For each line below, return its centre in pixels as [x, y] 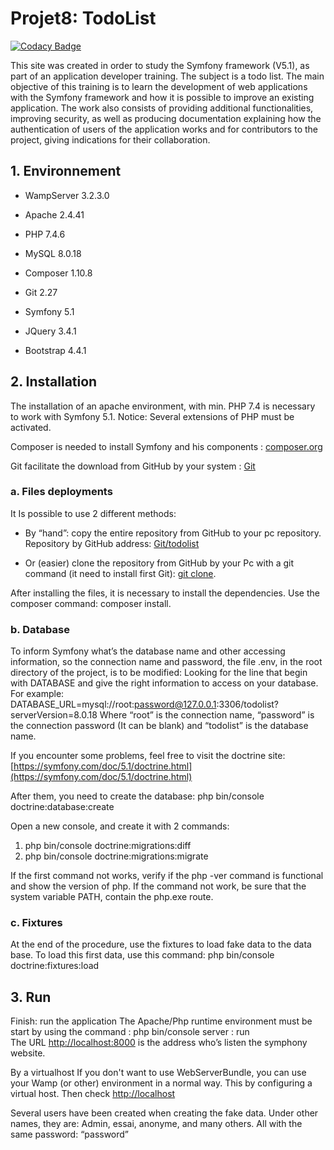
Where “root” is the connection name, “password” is [207, 715]
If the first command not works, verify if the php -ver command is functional [167, 876]
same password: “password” [70, 1134]
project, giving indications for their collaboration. [110, 139]
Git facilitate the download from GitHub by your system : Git [133, 466]
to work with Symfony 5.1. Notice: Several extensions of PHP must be [152, 416]
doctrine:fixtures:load [55, 966]
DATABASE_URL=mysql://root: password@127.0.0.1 [113, 704]
